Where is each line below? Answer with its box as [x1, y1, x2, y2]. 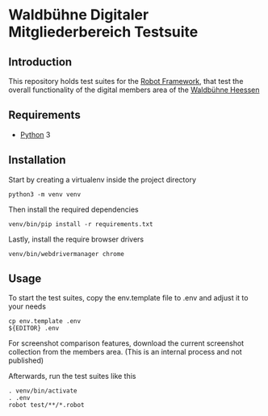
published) [8, 355, 44, 365]
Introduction [8, 55, 73, 69]
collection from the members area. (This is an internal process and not [8, 347, 242, 357]
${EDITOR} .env [8, 325, 60, 333]
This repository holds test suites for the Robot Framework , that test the [8, 77, 244, 86]
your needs [8, 301, 47, 312]
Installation [8, 153, 66, 167]
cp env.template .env [8, 317, 82, 326]
